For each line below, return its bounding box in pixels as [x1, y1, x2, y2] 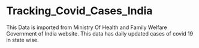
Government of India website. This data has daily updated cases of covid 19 [6, 30, 194, 37]
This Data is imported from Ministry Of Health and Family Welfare [6, 24, 167, 31]
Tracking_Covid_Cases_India [6, 4, 153, 18]
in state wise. [6, 36, 39, 43]
